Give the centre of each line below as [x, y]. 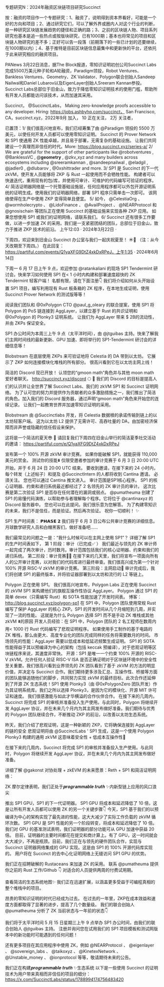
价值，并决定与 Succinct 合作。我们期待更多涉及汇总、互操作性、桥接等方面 [81, 672]
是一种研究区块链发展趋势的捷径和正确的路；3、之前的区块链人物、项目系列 [81, 30]
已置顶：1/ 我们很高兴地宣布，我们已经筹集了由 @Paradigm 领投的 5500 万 [80, 128]
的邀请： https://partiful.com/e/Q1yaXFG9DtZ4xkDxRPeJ [62, 444]
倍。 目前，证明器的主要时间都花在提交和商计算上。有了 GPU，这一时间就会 [81, 835]
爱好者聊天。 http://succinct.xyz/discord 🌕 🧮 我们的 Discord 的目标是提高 [79, 379]
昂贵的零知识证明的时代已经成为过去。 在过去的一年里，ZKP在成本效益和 [78, 898]
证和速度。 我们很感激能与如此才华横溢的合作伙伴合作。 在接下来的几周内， [81, 696]
